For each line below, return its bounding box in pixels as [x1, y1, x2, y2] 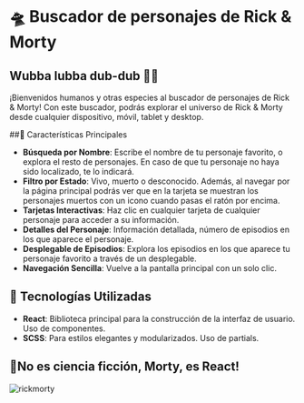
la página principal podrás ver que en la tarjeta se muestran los [22, 186, 259, 196]
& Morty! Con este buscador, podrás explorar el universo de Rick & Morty [9, 102, 283, 113]
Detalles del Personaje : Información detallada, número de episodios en [22, 224, 290, 235]
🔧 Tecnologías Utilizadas [9, 289, 152, 305]
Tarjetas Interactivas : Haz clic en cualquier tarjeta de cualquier [22, 205, 260, 216]
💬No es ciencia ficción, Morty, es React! [9, 359, 240, 375]
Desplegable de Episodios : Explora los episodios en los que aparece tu [22, 244, 290, 254]
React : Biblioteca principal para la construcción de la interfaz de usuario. [22, 313, 296, 324]
